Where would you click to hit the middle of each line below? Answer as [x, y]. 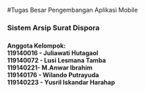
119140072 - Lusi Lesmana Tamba [57, 60]
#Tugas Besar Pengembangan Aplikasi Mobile [72, 10]
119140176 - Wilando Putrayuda [53, 74]
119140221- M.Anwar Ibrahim [50, 68]
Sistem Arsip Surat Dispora [54, 28]
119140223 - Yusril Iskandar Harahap [61, 82]
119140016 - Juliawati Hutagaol [53, 53]
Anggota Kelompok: [37, 45]
